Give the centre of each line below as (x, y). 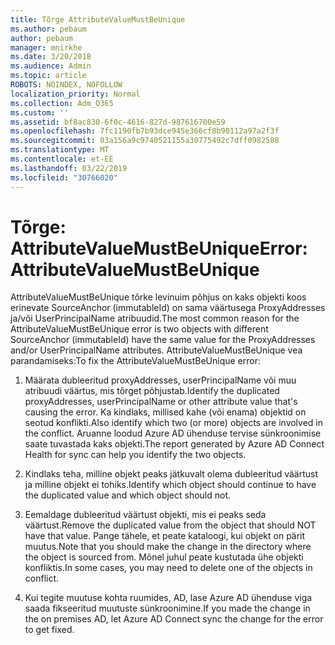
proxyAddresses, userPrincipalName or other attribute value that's (161, 402)
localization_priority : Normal (75, 94)
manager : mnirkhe (46, 47)
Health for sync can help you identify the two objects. (135, 455)
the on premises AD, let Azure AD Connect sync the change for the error (174, 619)
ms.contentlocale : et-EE (62, 159)
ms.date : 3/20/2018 (51, 57)
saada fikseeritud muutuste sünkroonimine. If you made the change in (167, 608)
